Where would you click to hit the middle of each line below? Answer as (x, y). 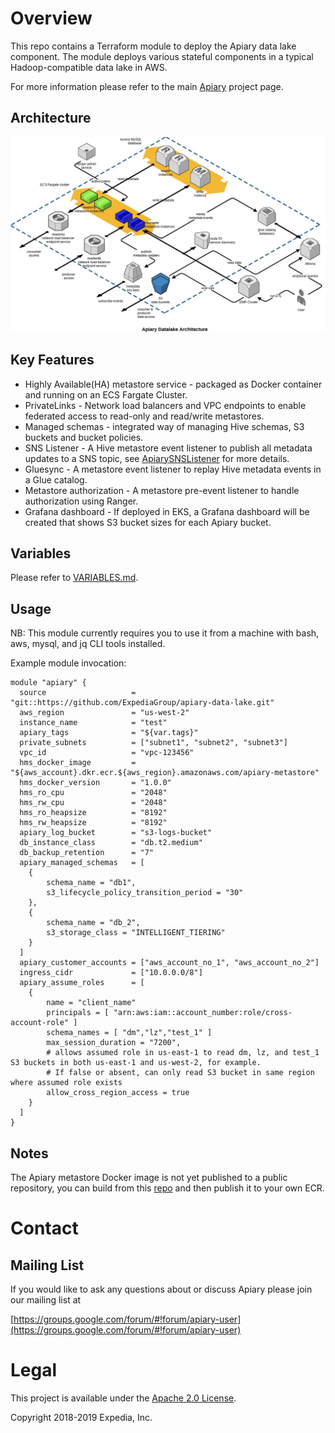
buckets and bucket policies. (84, 437)
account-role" (40, 1023)
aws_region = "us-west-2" (104, 713)
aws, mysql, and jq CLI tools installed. (88, 644)
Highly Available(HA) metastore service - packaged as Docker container (173, 384)
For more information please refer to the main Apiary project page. (147, 86)
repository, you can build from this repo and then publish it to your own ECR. (167, 1188)
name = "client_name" (91, 1003)
